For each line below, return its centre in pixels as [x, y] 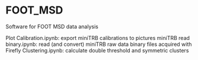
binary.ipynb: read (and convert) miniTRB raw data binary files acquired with [99, 44]
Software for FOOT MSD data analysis [52, 26]
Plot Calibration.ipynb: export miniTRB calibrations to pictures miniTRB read [98, 38]
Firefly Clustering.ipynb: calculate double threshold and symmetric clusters [97, 50]
